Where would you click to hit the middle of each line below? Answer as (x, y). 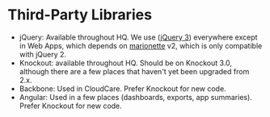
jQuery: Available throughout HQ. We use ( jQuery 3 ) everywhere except (138, 37)
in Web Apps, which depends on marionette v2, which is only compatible (141, 45)
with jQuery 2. (42, 54)
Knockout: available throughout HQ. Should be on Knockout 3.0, (125, 63)
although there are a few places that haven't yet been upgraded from (134, 71)
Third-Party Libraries (80, 15)
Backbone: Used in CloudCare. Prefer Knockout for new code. (123, 88)
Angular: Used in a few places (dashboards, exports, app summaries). (135, 97)
